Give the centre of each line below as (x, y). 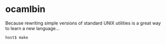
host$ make (17, 37)
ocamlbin (25, 9)
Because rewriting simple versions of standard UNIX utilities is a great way (83, 23)
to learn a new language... (32, 28)
